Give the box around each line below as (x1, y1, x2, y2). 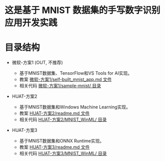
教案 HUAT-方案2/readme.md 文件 (19, 110, 90, 116)
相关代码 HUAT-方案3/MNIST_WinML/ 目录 (19, 150, 107, 156)
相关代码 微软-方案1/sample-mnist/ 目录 (19, 83, 101, 89)
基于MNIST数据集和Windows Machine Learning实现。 (19, 104, 131, 110)
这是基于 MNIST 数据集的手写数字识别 (4, 5, 160, 16)
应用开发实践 (4, 17, 58, 29)
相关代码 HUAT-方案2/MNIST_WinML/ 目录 (19, 116, 107, 123)
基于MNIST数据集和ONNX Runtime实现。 (19, 138, 104, 144)
